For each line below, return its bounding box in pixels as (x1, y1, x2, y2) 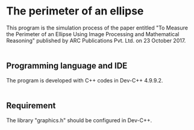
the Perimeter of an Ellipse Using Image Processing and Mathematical (6, 30, 180, 37)
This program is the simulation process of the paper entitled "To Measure (6, 24, 189, 31)
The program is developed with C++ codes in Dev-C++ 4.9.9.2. (6, 76, 163, 84)
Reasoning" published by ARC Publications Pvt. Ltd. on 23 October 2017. (6, 37, 186, 44)
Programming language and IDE (6, 61, 128, 71)
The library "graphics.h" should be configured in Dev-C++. (6, 116, 152, 124)
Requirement (6, 101, 56, 111)
